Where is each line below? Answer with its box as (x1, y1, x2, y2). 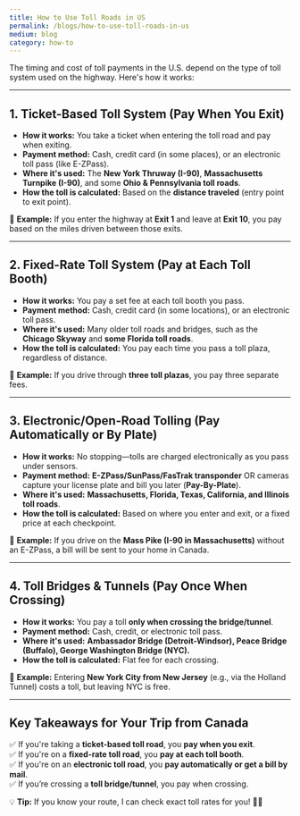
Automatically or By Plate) (9, 427, 158, 442)
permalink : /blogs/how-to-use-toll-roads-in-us (9, 21, 190, 30)
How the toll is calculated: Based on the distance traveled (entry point (21, 187, 285, 198)
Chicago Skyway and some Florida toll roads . (21, 332, 194, 344)
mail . (9, 770, 29, 780)
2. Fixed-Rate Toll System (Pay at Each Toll (9, 257, 252, 273)
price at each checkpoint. (21, 517, 117, 528)
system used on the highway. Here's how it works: (9, 72, 195, 83)
